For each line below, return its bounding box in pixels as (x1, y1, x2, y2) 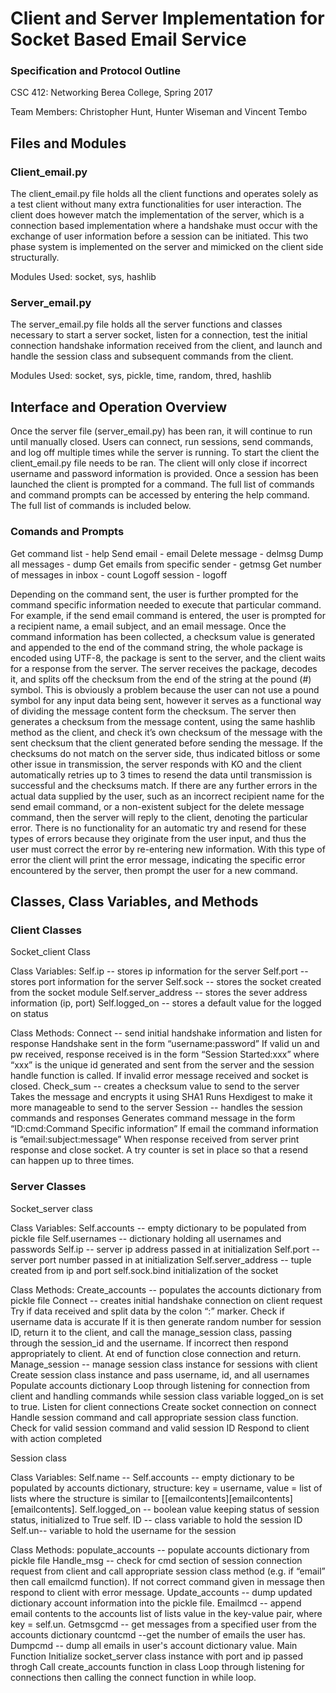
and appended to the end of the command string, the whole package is (10, 641, 303, 653)
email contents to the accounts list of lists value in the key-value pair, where (10, 1607, 323, 1619)
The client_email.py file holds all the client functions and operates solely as (10, 188, 319, 200)
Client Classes (10, 923, 83, 937)
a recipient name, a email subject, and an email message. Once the (10, 620, 287, 632)
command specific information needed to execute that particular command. (10, 598, 322, 611)
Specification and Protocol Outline (10, 64, 181, 78)
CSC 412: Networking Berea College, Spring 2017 (10, 87, 213, 99)
